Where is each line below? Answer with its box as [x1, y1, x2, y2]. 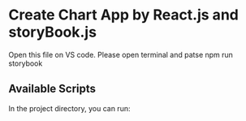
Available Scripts [8, 82, 96, 96]
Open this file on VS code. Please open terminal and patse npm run [8, 50, 234, 59]
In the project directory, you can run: [8, 103, 131, 113]
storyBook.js [8, 23, 97, 41]
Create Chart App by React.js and [8, 6, 240, 24]
